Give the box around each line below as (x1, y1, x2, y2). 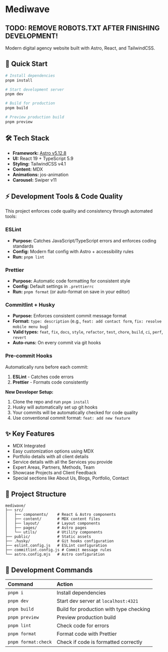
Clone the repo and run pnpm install (12, 398, 89, 404)
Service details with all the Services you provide (12, 459, 113, 465)
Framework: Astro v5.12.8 (12, 150, 67, 156)
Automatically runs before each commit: (5, 363, 89, 370)
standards (12, 243, 34, 249)
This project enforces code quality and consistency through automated (5, 208, 153, 214)
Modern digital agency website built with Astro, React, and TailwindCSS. (5, 45, 155, 51)
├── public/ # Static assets (5, 534, 92, 540)
